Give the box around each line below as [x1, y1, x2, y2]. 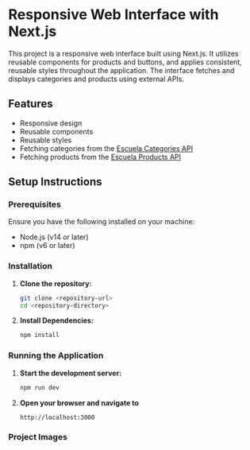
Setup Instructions [8, 175, 102, 188]
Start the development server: [19, 368, 122, 378]
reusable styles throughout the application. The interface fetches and [8, 65, 235, 75]
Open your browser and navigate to [19, 398, 139, 407]
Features [8, 97, 53, 111]
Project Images [8, 432, 67, 443]
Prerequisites [8, 199, 61, 210]
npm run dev [19, 383, 60, 391]
